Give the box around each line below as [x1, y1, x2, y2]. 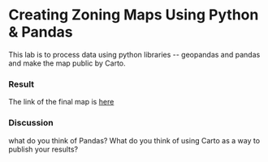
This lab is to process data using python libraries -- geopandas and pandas [8, 49, 261, 59]
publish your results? [8, 144, 79, 154]
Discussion [8, 117, 54, 129]
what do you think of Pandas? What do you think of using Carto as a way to [8, 135, 261, 145]
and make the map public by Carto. [8, 58, 126, 68]
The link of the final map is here [8, 97, 115, 107]
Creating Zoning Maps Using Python [8, 6, 259, 24]
